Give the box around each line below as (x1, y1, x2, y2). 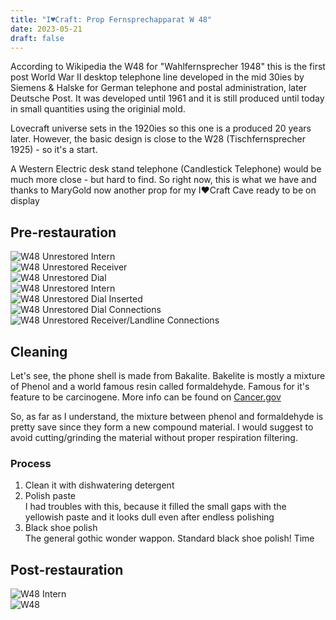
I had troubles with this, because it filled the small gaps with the (24, 501, 287, 513)
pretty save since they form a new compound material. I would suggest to (10, 421, 314, 433)
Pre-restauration (10, 224, 117, 241)
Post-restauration (10, 561, 124, 578)
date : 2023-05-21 (10, 24, 83, 34)
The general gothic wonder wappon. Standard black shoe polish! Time (24, 532, 315, 545)
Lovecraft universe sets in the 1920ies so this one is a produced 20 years (10, 122, 312, 135)
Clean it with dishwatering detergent (24, 479, 175, 491)
